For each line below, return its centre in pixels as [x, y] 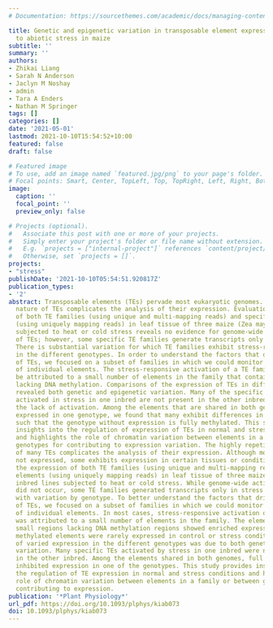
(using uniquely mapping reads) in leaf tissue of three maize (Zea [134, 325]
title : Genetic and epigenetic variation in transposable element [123, 30]
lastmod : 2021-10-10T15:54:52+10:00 [70, 136]
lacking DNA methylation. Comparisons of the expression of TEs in [132, 385]
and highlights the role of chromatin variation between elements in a [140, 438]
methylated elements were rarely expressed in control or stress [129, 536]
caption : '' [36, 197]
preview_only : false [50, 211]
